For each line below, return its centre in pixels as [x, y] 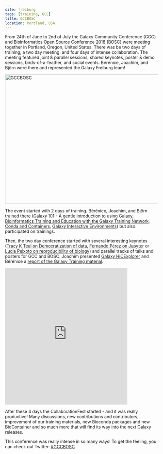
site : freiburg [20, 9]
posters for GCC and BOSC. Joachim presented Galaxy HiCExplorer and [77, 256]
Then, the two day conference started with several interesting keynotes [76, 241]
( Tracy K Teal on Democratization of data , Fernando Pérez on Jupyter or [77, 246]
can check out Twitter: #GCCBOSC [40, 447]
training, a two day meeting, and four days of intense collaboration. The [76, 52]
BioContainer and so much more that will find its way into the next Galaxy [78, 427]
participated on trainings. [30, 231]
